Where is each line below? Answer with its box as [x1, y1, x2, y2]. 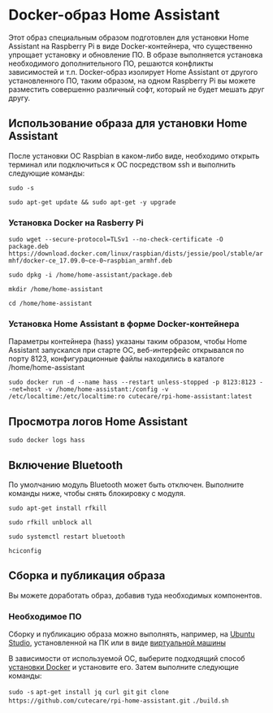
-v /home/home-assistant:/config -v [44, 385, 169, 393]
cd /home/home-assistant [8, 299, 93, 308]
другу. [8, 93, 31, 102]
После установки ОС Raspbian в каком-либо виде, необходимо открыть [8, 150, 260, 160]
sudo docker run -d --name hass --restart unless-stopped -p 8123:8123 [8, 378, 256, 387]
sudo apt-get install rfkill [8, 504, 107, 512]
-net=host [8, 385, 42, 393]
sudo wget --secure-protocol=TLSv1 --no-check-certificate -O [8, 236, 223, 244]
